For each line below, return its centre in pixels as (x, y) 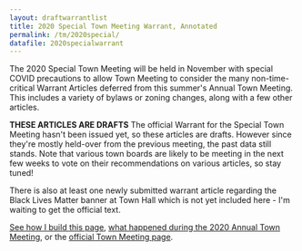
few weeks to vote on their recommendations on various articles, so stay (146, 163)
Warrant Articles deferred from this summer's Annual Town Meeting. (165, 88)
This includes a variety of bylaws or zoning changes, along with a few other (151, 98)
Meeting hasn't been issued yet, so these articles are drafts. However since (151, 135)
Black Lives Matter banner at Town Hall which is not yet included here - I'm (150, 200)
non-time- (270, 79)
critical (22, 88)
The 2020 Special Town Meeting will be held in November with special (141, 69)
